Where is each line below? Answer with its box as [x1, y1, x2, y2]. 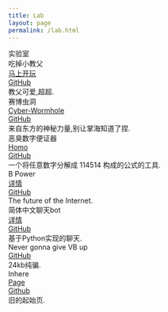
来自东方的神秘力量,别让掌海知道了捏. [8, 124, 131, 133]
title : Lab [8, 11, 44, 20]
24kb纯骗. [8, 261, 41, 270]
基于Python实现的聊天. [8, 234, 82, 243]
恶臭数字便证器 [8, 134, 57, 143]
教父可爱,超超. [8, 87, 55, 97]
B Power [8, 169, 36, 179]
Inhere [8, 269, 29, 279]
